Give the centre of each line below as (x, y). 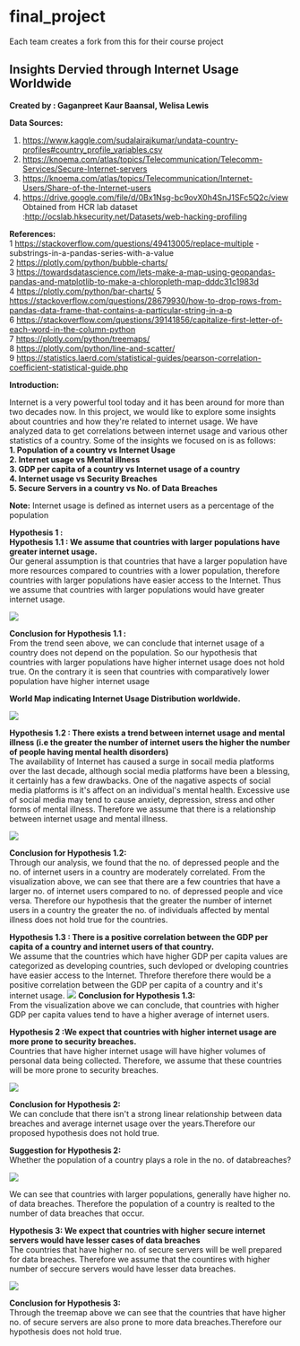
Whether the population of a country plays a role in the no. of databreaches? (150, 1159)
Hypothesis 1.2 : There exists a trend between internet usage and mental (147, 733)
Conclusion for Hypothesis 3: (65, 1303)
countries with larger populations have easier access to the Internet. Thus (146, 580)
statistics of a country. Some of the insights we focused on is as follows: (142, 440)
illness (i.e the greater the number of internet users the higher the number (150, 742)
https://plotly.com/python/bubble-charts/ (92, 262)
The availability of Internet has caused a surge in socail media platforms (142, 761)
